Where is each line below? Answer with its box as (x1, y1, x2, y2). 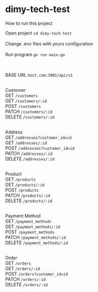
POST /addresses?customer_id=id (5, 145, 75, 151)
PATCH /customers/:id (5, 108, 53, 114)
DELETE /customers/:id (5, 113, 55, 120)
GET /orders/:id (5, 265, 40, 271)
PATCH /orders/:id (5, 276, 46, 282)
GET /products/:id (5, 182, 45, 188)
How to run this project (5, 20, 53, 26)
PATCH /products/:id (5, 192, 50, 198)
